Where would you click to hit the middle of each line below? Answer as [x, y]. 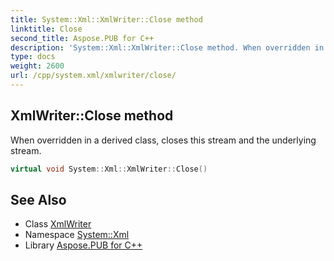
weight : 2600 [37, 66]
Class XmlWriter [58, 224]
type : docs [33, 57]
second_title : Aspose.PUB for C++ [82, 38]
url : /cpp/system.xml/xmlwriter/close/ [93, 76]
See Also [38, 199]
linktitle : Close [46, 29]
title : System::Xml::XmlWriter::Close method [106, 19]
